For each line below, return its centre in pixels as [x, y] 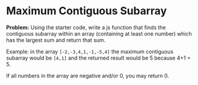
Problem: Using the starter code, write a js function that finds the [86, 27]
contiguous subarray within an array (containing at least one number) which [99, 33]
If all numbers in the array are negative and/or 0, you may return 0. [88, 75]
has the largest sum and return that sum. [56, 40]
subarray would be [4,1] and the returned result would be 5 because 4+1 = [99, 58]
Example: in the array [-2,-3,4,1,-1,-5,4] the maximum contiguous [90, 51]
